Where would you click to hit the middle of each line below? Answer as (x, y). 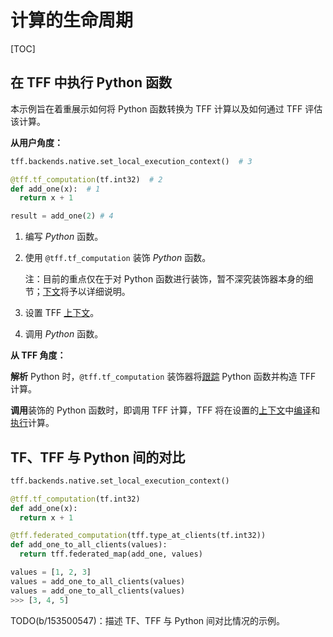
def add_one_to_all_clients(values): (89, 545)
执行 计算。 (32, 423)
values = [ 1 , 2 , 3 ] (51, 572)
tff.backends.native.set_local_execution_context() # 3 (131, 161)
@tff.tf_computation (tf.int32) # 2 (86, 179)
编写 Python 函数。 (64, 237)
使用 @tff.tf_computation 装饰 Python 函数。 (118, 258)
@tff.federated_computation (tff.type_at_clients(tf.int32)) (138, 536)
